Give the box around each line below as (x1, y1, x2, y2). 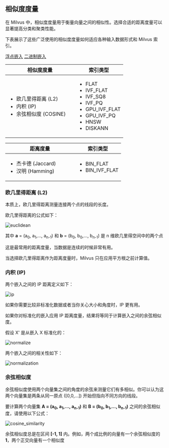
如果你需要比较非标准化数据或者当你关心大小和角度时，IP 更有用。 (5, 302, 143, 308)
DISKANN (85, 124, 109, 131)
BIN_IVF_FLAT (85, 166, 119, 173)
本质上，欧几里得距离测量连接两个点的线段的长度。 (5, 202, 111, 208)
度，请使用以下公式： (5, 411, 49, 417)
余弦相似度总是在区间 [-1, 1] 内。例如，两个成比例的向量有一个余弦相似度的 (5, 431, 160, 437)
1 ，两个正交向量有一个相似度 (5, 437, 65, 443)
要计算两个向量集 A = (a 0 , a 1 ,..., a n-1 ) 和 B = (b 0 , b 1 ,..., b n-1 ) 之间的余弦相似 (5, 403, 160, 411)
